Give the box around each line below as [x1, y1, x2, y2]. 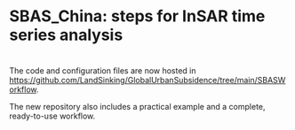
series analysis [9, 25, 124, 45]
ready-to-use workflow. [9, 111, 96, 121]
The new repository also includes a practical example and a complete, [9, 102, 266, 112]
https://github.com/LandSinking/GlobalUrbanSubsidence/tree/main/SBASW [9, 75, 286, 86]
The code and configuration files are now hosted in [9, 65, 197, 76]
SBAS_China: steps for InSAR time [9, 6, 266, 27]
